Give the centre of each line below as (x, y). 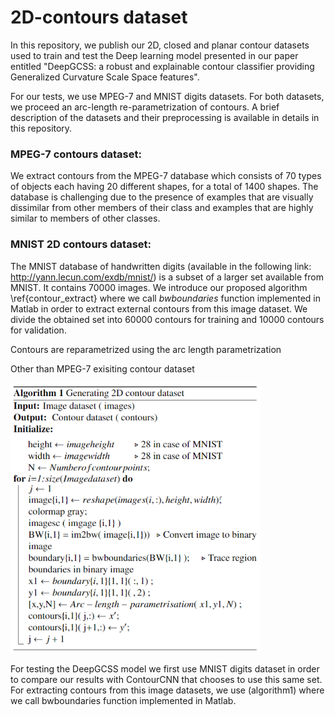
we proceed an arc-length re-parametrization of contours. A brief (145, 107)
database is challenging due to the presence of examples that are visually (162, 197)
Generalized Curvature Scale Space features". (105, 77)
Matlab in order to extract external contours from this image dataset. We (159, 308)
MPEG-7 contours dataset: (76, 154)
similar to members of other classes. (85, 218)
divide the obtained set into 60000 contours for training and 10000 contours (167, 319)
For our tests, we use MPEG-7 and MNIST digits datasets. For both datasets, (167, 96)
